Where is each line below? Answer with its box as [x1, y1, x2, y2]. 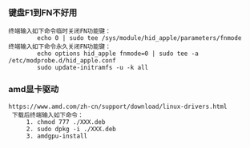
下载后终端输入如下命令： [11, 110, 84, 119]
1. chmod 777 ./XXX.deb [26, 118, 106, 126]
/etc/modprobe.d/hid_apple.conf [8, 57, 116, 65]
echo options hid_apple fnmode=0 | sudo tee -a [37, 50, 199, 58]
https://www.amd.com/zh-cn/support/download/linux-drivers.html [8, 102, 228, 110]
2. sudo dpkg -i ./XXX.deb [26, 125, 116, 133]
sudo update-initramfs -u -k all [37, 64, 149, 72]
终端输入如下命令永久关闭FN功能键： [8, 42, 111, 51]
